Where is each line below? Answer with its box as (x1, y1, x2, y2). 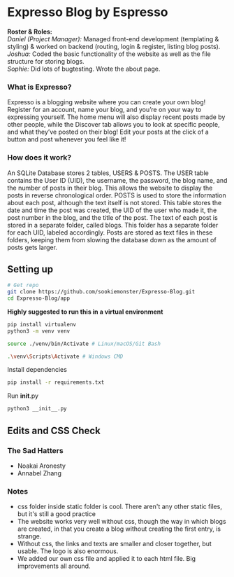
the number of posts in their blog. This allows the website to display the (7, 183, 213, 192)
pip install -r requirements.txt (7, 379, 105, 386)
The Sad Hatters (7, 445, 64, 455)
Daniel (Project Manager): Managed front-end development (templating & (7, 34, 219, 43)
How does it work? (7, 153, 72, 162)
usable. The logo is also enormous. (17, 547, 119, 555)
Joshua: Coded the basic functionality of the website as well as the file (7, 50, 211, 58)
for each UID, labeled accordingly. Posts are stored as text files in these (7, 228, 213, 237)
